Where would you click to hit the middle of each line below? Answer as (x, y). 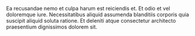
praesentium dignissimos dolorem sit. (52, 27)
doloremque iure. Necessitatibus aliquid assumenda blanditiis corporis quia (97, 15)
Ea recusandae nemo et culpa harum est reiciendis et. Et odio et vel (88, 8)
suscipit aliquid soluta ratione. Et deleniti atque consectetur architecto (91, 21)
